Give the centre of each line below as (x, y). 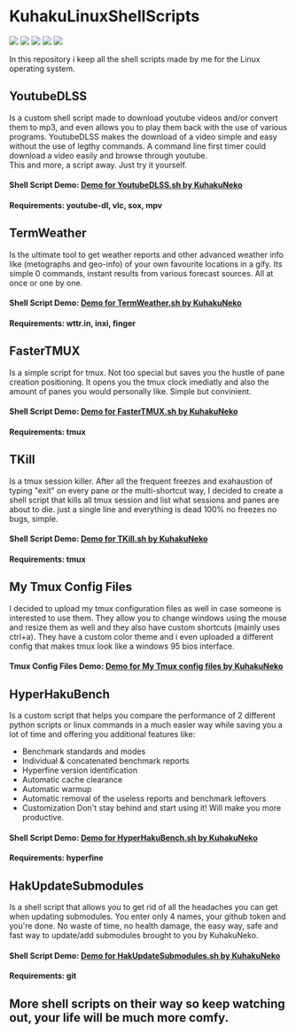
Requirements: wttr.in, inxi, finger (72, 323)
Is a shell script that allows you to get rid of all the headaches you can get (144, 907)
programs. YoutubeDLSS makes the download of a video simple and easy (143, 136)
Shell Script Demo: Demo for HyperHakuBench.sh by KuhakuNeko (134, 837)
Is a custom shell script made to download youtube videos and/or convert (144, 118)
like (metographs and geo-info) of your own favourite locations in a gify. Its (146, 264)
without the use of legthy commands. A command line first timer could (138, 146)
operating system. (42, 68)
